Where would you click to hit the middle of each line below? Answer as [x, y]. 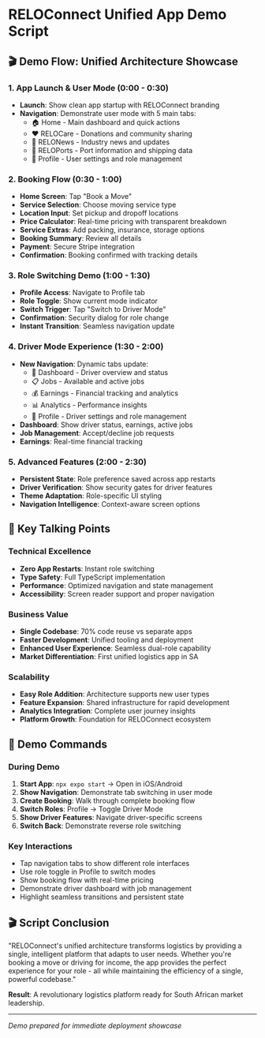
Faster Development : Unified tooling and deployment [106, 640]
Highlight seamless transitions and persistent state [102, 897]
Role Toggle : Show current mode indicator [89, 301]
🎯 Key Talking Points [59, 529]
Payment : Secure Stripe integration [77, 247]
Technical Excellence [50, 552]
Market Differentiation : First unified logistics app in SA [109, 657]
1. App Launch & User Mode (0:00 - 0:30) [89, 88]
